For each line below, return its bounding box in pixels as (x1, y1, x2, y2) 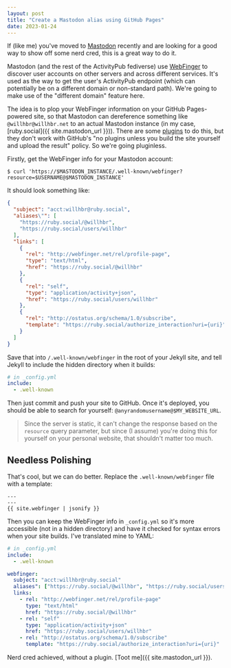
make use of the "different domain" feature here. (7, 92, 145, 100)
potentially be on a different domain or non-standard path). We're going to (7, 84, 217, 93)
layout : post (7, 10, 45, 17)
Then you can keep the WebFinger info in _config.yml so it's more (7, 517, 195, 525)
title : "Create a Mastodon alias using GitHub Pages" (7, 17, 165, 23)
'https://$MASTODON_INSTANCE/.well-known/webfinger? (28, 168, 184, 176)
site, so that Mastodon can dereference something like (33, 112, 188, 121)
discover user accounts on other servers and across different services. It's (7, 70, 219, 78)
